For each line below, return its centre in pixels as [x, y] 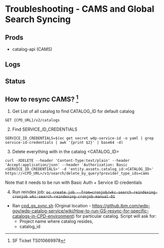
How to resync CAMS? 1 [42, 99]
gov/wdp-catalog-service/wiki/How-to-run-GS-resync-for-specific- [81, 211]
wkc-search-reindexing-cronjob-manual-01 [73, 197]
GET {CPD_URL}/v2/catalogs [32, 120]
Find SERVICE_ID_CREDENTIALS [45, 129]
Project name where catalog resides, [56, 221]
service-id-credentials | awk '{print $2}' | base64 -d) [64, 142]
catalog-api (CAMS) [32, 49]
